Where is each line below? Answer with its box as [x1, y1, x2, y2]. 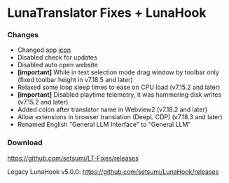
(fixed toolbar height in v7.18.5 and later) [17, 76, 133, 84]
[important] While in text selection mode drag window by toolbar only [17, 68, 219, 76]
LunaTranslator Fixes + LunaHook [7, 5, 207, 21]
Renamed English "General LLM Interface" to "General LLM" [17, 121, 191, 129]
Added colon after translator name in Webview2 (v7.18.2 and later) [17, 105, 208, 114]
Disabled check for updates [17, 53, 97, 62]
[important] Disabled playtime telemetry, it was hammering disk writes [17, 90, 222, 99]
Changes [7, 30, 39, 40]
